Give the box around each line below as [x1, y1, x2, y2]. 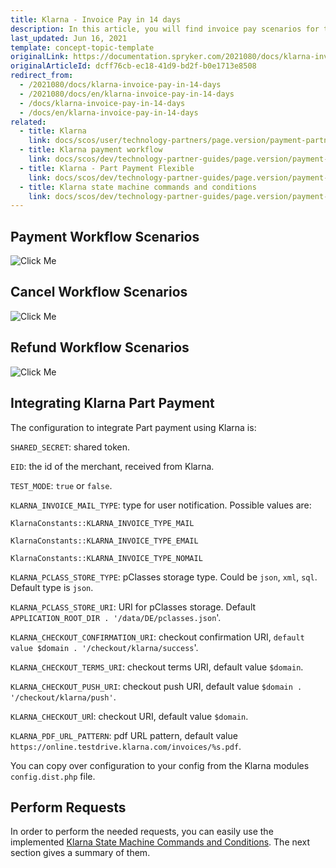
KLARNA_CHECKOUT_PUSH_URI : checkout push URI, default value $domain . [10, 680, 303, 692]
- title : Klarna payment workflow [19, 145, 163, 155]
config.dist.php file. [10, 770, 96, 782]
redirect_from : [10, 71, 74, 81]
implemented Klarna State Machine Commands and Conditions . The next [10, 836, 311, 848]
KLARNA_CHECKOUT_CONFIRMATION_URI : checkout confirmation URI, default [10, 631, 305, 643]
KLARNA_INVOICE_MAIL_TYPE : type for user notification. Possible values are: [10, 499, 312, 511]
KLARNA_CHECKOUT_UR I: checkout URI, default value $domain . [10, 710, 249, 722]
